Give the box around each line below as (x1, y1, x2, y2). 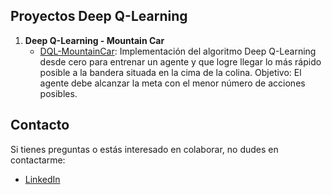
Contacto (10, 117, 70, 134)
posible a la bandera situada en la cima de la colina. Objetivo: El (39, 66, 302, 78)
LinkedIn (24, 173, 61, 185)
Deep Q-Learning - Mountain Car (24, 34, 165, 46)
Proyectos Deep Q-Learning (10, 8, 188, 25)
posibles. (39, 87, 78, 99)
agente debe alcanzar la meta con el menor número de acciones (39, 77, 306, 89)
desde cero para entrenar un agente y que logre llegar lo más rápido (39, 55, 322, 68)
